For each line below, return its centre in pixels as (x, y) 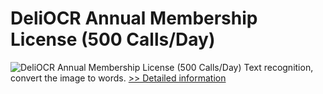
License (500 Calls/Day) (113, 39)
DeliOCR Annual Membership (134, 18)
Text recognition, (278, 67)
